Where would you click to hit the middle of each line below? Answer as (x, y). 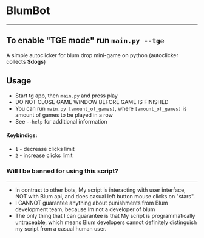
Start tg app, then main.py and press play (66, 96)
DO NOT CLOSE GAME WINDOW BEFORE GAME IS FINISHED (92, 102)
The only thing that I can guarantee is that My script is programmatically (105, 216)
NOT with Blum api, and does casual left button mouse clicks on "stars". (105, 197)
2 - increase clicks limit (44, 155)
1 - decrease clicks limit (45, 149)
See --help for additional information (61, 121)
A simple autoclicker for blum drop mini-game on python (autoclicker (93, 55)
